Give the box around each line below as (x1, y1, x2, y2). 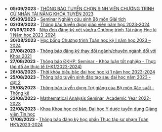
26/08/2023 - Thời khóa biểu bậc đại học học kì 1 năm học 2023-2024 (9, 69, 156, 75)
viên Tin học (9, 111, 36, 117)
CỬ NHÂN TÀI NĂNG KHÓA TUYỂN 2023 (9, 11, 94, 17)
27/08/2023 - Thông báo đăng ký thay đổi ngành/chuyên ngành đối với (9, 48, 157, 54)
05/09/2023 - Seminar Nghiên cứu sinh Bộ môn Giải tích (9, 16, 126, 22)
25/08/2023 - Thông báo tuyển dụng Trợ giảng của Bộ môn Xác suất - (9, 85, 155, 90)
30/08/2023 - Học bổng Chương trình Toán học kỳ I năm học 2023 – (9, 37, 151, 43)
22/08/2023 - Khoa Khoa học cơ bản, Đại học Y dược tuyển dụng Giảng (9, 106, 158, 112)
